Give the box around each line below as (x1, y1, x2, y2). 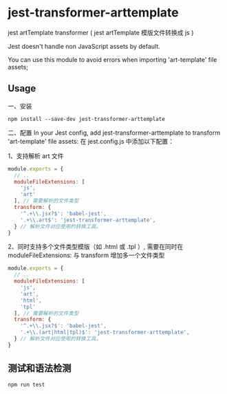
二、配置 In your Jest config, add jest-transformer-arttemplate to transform (8, 129, 221, 137)
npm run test (8, 381, 45, 388)
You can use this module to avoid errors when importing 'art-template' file (8, 55, 217, 63)
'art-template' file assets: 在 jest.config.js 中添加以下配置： (8, 137, 175, 145)
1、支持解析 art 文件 (8, 151, 64, 160)
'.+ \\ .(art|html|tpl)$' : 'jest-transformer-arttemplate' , (20, 329, 190, 336)
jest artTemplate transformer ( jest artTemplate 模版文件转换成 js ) (8, 28, 194, 36)
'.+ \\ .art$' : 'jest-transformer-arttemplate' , (20, 217, 156, 223)
